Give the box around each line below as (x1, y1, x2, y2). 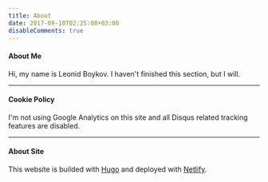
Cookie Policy (8, 95, 55, 105)
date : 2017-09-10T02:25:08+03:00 (8, 19, 120, 27)
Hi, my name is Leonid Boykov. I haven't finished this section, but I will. (8, 69, 241, 78)
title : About (8, 11, 52, 20)
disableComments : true (8, 26, 84, 34)
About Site (8, 147, 45, 156)
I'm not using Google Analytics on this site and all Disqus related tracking (8, 113, 249, 122)
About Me (8, 51, 42, 61)
